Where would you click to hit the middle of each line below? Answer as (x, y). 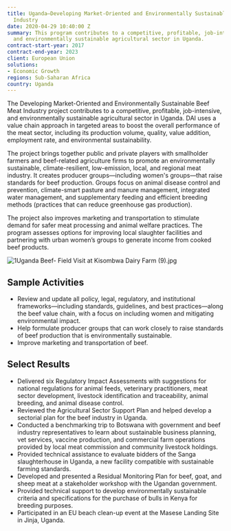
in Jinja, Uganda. (41, 520)
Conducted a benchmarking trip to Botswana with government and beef (119, 425)
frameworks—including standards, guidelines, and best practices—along (120, 306)
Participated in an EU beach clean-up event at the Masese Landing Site (118, 512)
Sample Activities (46, 282)
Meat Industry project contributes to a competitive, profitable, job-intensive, (114, 111)
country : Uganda (30, 84)
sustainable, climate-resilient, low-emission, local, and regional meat (104, 168)
